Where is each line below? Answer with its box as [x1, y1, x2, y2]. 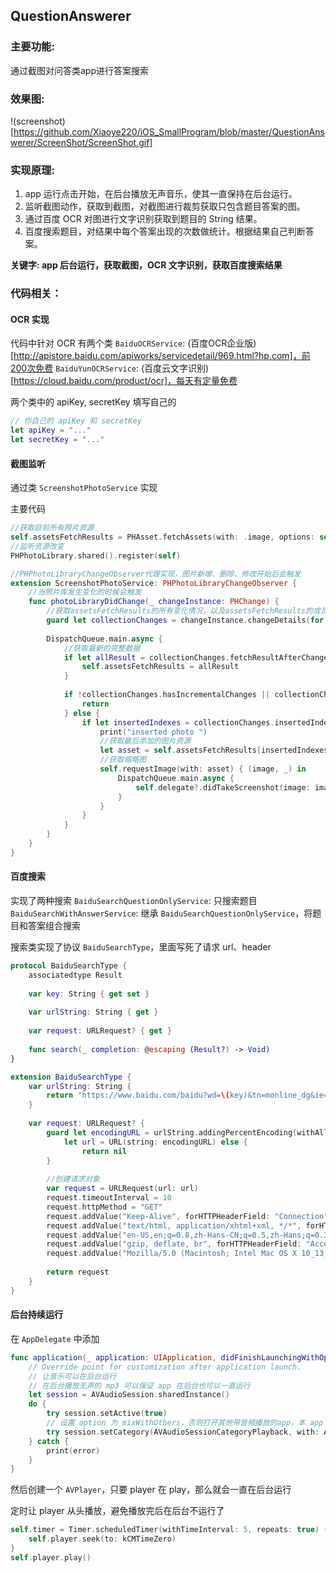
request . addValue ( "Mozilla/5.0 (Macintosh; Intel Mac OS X [46, 1249, 298, 1259]
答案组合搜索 [27, 920, 81, 932]
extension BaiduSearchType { [10, 1072, 132, 1082]
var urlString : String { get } [28, 1007, 159, 1018]
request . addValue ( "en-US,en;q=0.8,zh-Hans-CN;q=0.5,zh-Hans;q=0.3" [46, 1230, 333, 1240]
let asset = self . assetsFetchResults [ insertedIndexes [99, 745, 329, 756]
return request [46, 1267, 110, 1278]
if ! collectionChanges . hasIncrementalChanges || [63, 690, 271, 700]
